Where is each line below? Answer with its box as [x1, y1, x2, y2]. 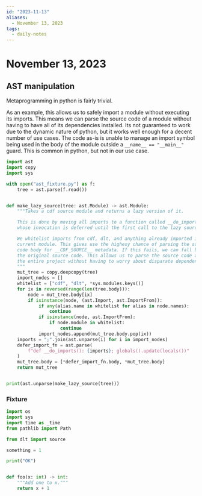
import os [6, 409, 31, 415]
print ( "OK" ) [6, 458, 36, 464]
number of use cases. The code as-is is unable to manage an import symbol [6, 134, 195, 142]
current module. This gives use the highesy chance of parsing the [17, 241, 189, 247]
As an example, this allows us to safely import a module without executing [6, 109, 189, 116]
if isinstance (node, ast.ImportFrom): [38, 314, 136, 320]
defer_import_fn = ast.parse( [17, 342, 93, 348]
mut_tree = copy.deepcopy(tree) [17, 269, 98, 275]
